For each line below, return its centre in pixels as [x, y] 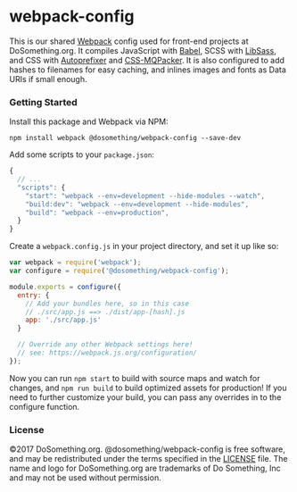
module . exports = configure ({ [66, 287]
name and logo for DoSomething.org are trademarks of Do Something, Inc [145, 468]
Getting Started [43, 102]
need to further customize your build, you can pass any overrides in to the [145, 397]
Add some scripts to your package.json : [82, 154]
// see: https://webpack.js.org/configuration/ [107, 353]
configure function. [45, 406]
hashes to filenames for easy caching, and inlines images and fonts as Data [148, 70]
